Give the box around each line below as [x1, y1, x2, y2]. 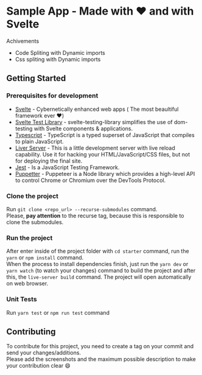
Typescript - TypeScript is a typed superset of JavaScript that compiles [15, 131, 195, 138]
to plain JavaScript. [15, 138, 64, 145]
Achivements [6, 37, 40, 44]
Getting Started [6, 73, 66, 83]
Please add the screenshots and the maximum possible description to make [6, 356, 196, 363]
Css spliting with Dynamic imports [15, 55, 101, 63]
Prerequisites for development [6, 91, 99, 100]
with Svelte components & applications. [33, 125, 133, 132]
